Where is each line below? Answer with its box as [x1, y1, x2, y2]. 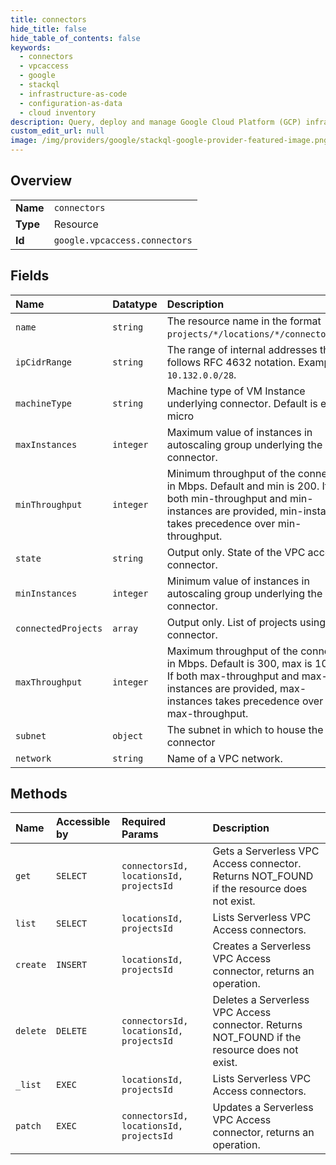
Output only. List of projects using [166, 615, 327, 629]
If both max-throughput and [166, 669, 300, 683]
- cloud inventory [19, 107, 97, 118]
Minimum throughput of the [166, 466, 296, 480]
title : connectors [10, 14, 87, 25]
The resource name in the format [166, 314, 322, 328]
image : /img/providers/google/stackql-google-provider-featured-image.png [10, 136, 329, 146]
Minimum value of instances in [166, 574, 310, 588]
